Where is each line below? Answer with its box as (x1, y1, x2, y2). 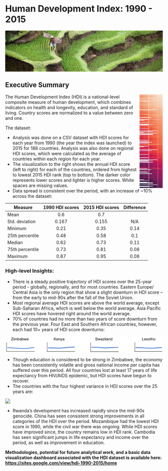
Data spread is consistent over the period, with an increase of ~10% (12, 188, 152, 194)
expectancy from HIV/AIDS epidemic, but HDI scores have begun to (12, 372, 152, 378)
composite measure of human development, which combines (5, 99, 131, 105)
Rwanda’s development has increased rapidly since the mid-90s (12, 407, 145, 413)
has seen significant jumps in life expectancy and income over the (12, 434, 149, 440)
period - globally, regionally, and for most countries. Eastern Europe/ (12, 284, 154, 290)
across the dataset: (12, 193, 52, 199)
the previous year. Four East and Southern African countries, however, (12, 321, 157, 327)
